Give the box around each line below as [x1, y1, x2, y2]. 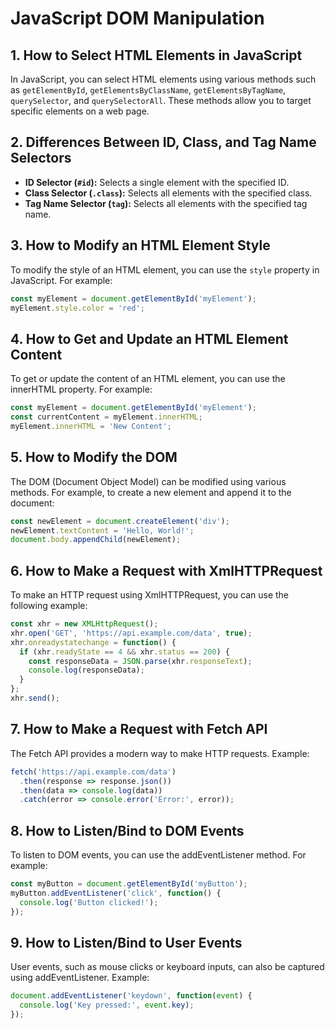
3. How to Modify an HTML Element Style [10, 237, 271, 254]
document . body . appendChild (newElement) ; [10, 535, 182, 545]
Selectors [10, 150, 72, 167]
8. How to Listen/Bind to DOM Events [10, 822, 245, 839]
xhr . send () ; [10, 693, 60, 704]
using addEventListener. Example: [10, 972, 150, 984]
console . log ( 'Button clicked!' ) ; [19, 897, 159, 907]
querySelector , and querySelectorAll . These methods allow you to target [10, 95, 312, 106]
